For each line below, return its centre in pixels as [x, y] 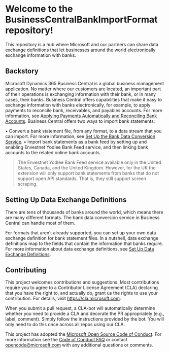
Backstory [22, 71]
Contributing [26, 270]
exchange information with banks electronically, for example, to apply [78, 105]
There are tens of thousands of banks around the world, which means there [84, 212]
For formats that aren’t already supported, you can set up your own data [81, 233]
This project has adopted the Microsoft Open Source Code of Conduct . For [83, 334]
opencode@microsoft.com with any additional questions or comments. [79, 345]
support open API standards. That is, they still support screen [82, 179]
